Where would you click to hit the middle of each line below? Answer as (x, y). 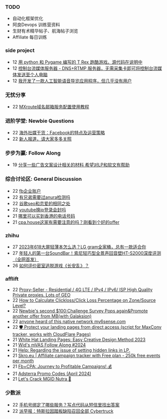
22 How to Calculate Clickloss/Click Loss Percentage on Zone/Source (84, 300)
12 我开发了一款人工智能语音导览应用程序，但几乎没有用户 (72, 80)
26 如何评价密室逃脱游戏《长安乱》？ (51, 266)
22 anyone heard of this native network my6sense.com (69, 322)
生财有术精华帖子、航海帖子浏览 (45, 31)
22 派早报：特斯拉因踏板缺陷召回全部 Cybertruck (63, 411)
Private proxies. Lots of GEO (41, 295)
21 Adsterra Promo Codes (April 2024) (52, 374)
